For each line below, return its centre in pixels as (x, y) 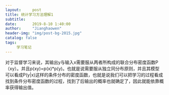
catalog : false (21, 38)
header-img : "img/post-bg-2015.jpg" (44, 33)
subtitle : (16, 19)
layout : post (23, 10)
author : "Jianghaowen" (33, 29)
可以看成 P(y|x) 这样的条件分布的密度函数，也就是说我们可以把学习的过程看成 (84, 75)
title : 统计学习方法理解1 (29, 15)
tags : (11, 43)
